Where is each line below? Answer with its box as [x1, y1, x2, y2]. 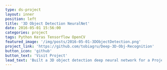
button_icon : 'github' [5, 48, 52, 53]
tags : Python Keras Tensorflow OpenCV [5, 35, 85, 40]
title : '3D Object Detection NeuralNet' [5, 21, 90, 26]
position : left [5, 16, 37, 21]
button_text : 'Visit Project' [5, 53, 68, 58]
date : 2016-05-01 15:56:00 [5, 26, 61, 31]
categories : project [5, 30, 48, 35]
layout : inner [5, 12, 35, 17]
